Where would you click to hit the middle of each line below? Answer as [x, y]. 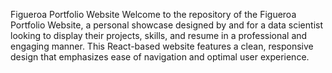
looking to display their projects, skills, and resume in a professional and [159, 35]
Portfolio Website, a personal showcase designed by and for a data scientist [166, 25]
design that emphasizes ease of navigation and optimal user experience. [160, 57]
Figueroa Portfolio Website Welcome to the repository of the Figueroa [153, 14]
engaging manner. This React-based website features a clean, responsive [162, 46]
